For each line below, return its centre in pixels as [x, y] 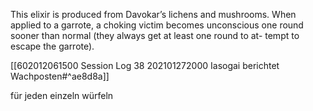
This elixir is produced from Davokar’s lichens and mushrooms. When [153, 14]
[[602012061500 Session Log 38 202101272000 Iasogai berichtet [145, 65]
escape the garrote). [52, 46]
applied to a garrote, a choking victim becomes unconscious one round [157, 25]
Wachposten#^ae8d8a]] [60, 76]
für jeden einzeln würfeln [62, 95]
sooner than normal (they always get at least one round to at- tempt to [155, 35]
